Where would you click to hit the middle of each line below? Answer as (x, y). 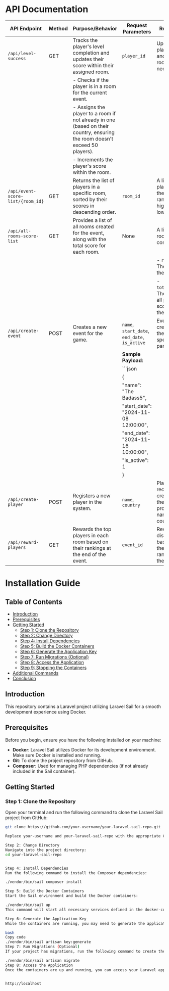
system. (82, 508)
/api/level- (22, 53)
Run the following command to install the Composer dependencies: (76, 873)
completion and (91, 53)
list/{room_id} (26, 201)
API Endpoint (26, 28)
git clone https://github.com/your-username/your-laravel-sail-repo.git (83, 827)
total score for (89, 245)
